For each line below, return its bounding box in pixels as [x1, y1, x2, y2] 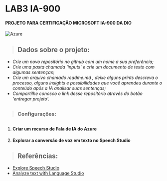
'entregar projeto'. [12, 96, 50, 102]
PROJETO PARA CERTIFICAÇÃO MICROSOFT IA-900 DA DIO [5, 19, 132, 25]
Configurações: [17, 110, 56, 117]
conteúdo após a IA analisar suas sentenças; [12, 85, 106, 91]
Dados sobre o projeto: [17, 45, 90, 54]
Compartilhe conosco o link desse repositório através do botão [12, 90, 143, 96]
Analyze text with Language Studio [12, 170, 84, 176]
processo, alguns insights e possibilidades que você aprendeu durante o [12, 80, 163, 86]
